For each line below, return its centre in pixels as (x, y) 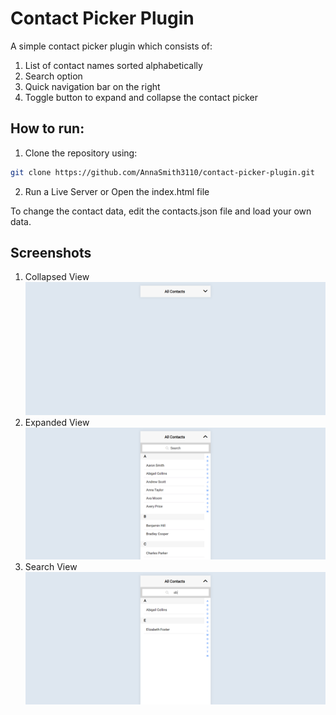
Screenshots (51, 253)
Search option (53, 76)
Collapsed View (57, 277)
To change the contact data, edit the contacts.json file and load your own (161, 211)
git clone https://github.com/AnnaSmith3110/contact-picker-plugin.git (162, 172)
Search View (51, 567)
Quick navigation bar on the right (92, 86)
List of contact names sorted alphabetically (113, 65)
